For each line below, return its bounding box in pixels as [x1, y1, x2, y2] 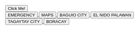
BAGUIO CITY [59, 12, 87, 18]
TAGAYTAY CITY [8, 19, 40, 24]
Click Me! [8, 6, 25, 11]
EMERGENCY [8, 12, 36, 18]
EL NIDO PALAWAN [93, 12, 132, 18]
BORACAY [46, 19, 67, 24]
